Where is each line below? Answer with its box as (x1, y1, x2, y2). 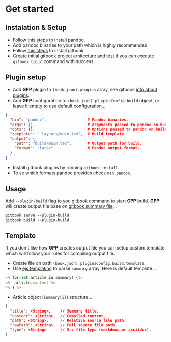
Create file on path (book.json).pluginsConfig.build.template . (12, 260, 146, 266)
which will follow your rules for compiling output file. (5, 250, 115, 257)
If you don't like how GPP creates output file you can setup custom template (5, 245, 165, 251)
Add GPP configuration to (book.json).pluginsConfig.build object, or (12, 97, 160, 103)
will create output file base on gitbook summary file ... (5, 203, 117, 209)
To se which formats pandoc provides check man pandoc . (12, 170, 131, 176)
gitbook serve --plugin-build (5, 213, 70, 219)
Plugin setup (5, 73, 46, 82)
